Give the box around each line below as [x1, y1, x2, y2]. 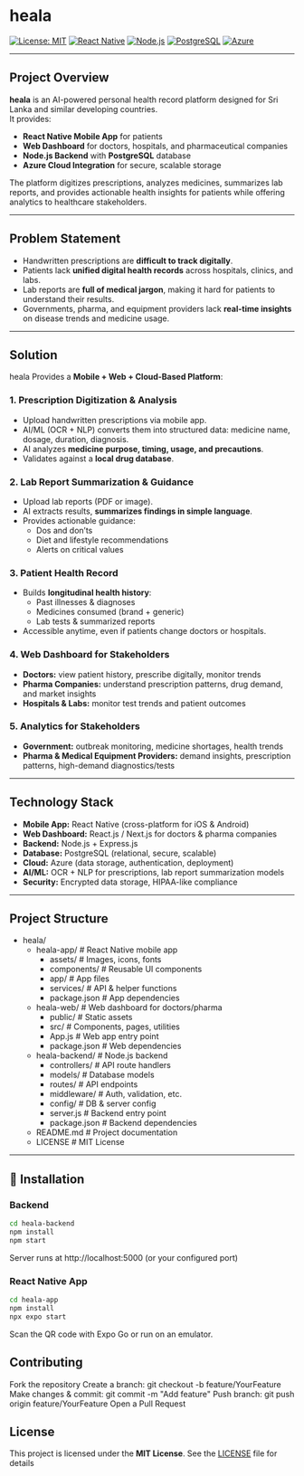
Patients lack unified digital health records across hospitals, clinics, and [22, 264, 294, 276]
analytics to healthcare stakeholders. [9, 196, 147, 207]
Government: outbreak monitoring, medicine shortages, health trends [22, 741, 283, 752]
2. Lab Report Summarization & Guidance [9, 476, 195, 488]
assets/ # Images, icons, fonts [49, 954, 162, 965]
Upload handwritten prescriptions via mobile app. [22, 414, 207, 425]
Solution [9, 347, 58, 363]
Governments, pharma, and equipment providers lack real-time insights [22, 303, 292, 314]
